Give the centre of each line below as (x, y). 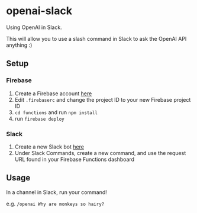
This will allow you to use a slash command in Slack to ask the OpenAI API (96, 38)
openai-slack (39, 11)
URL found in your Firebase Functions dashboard (75, 159)
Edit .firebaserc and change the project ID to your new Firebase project (103, 99)
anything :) (19, 45)
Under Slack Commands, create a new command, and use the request (100, 153)
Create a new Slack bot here (49, 147)
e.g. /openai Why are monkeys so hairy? (55, 204)
